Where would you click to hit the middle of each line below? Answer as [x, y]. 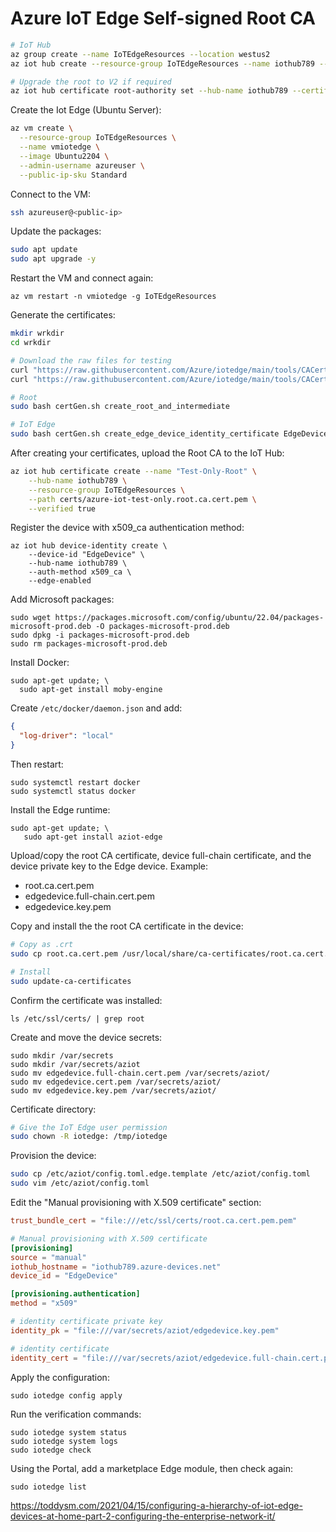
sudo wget [31, 618]
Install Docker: [40, 663]
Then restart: [37, 764]
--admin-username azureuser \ [82, 165]
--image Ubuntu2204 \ [64, 156]
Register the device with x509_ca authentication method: [127, 528]
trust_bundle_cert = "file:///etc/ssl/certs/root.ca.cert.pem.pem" [154, 1221]
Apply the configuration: [60, 1377]
